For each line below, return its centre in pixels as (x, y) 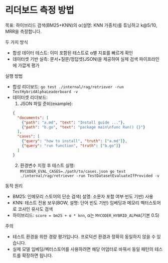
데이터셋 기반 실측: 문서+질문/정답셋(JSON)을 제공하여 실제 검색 (75, 59)
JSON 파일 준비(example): (46, 103)
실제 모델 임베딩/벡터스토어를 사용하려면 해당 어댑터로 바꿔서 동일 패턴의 (83, 249)
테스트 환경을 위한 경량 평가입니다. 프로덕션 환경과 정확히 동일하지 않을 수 (84, 236)
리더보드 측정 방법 (40, 10)
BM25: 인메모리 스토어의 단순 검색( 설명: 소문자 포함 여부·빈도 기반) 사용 (83, 196)
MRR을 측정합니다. (23, 31)
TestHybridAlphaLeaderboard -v (45, 92)
